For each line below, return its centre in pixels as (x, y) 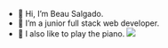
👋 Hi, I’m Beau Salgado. (60, 14)
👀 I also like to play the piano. (71, 34)
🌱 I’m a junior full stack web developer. (88, 23)
